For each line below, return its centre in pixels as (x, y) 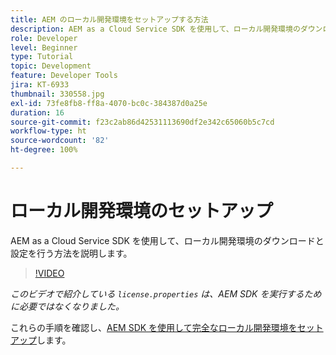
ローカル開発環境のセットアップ (142, 211)
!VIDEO (49, 273)
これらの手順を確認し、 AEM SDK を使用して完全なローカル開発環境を (154, 327)
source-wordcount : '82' (60, 141)
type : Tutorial (42, 57)
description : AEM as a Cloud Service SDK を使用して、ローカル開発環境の (155, 29)
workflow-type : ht (48, 131)
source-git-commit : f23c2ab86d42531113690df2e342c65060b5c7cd (142, 122)
